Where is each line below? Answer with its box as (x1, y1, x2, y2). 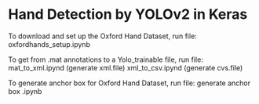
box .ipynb (8, 86, 42, 95)
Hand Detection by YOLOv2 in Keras (8, 5, 248, 23)
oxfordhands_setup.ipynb (8, 39, 90, 48)
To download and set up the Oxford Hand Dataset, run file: (8, 31, 198, 41)
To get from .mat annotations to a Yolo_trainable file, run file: (8, 55, 204, 64)
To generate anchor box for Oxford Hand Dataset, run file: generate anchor (8, 78, 251, 88)
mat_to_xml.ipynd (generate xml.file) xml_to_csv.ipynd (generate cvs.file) (8, 63, 243, 72)
